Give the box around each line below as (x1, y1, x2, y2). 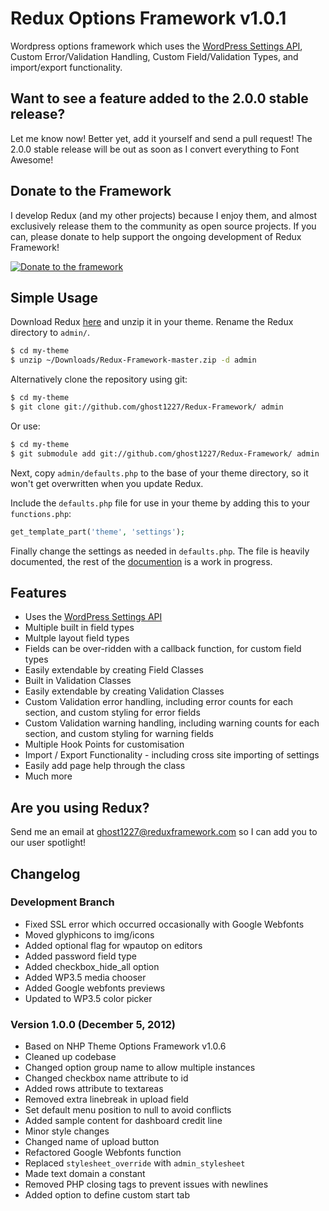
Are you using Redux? (10, 799, 150, 816)
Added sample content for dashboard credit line (24, 1115, 223, 1127)
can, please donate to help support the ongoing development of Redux (10, 230, 302, 242)
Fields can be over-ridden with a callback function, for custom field (24, 643, 302, 655)
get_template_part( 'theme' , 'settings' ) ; (10, 527, 186, 537)
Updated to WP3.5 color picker (24, 992, 153, 1004)
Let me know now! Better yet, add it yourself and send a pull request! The (10, 132, 313, 144)
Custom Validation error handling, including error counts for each (24, 696, 294, 708)
